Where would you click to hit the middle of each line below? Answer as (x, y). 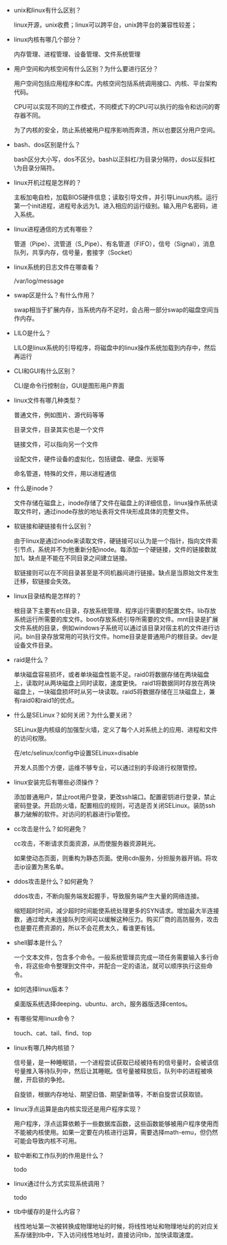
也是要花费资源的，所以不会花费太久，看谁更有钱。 (86, 928)
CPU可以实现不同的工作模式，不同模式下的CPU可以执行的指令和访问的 (114, 107)
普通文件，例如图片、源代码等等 (59, 415)
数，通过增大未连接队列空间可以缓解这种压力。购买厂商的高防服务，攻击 (116, 919)
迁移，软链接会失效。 (44, 581)
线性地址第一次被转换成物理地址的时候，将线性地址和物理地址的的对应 (113, 1226)
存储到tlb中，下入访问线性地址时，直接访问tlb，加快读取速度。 (108, 1235)
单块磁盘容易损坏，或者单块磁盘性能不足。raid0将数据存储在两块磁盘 (111, 674)
